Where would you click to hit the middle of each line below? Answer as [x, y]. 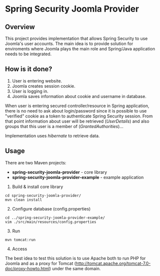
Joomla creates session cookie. [44, 86]
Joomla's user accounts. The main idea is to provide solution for [69, 44]
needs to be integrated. [28, 54]
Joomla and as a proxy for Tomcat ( [40, 263]
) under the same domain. [75, 268]
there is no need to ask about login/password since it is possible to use [76, 111]
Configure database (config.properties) [51, 209]
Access [20, 249]
